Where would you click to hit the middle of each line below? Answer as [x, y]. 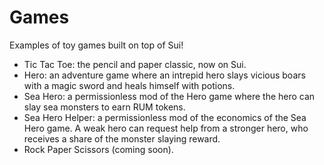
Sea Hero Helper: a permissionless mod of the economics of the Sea [165, 117]
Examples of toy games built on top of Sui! [96, 45]
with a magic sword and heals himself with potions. [129, 85]
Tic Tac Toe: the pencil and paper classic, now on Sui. [135, 64]
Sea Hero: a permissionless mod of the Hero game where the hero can [169, 96]
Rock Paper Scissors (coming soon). [98, 149]
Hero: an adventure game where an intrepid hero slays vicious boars [164, 75]
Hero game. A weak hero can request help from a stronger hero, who [166, 128]
